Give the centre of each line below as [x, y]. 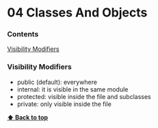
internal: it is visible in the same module [73, 89]
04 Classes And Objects [77, 13]
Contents [23, 34]
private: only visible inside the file [64, 104]
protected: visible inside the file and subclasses [84, 96]
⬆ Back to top [28, 117]
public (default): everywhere [57, 82]
